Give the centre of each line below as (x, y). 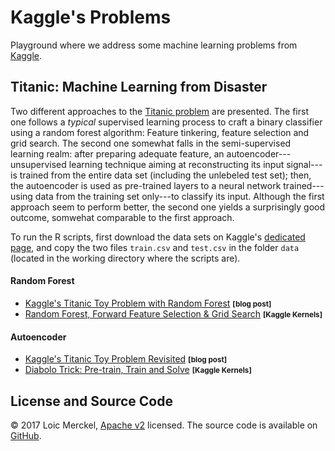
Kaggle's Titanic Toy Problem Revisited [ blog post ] (126, 359)
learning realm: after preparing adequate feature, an (117, 153)
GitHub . (26, 435)
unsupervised (38, 164)
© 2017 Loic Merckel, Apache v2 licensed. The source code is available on (164, 425)
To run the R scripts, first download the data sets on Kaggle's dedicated (158, 237)
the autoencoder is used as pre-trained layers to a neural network (146, 185)
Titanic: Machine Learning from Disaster (139, 87)
